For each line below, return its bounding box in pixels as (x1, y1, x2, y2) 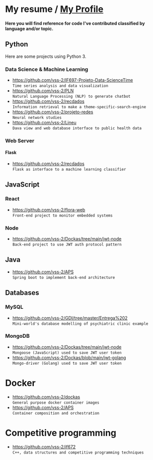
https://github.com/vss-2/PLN (12, 87, 74, 93)
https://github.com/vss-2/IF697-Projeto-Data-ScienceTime (12, 77, 133, 83)
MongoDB (5, 333, 30, 340)
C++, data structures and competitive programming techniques (12, 450, 144, 455)
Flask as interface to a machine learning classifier (12, 167, 126, 172)
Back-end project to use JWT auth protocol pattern (12, 242, 122, 247)
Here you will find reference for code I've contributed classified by (5, 20, 145, 26)
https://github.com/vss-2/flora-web (12, 207, 85, 213)
